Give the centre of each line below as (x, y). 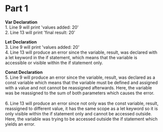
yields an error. (20, 124)
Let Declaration (21, 42)
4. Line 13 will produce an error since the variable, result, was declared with (81, 52)
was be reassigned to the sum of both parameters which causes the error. (80, 93)
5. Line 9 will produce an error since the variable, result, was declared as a (80, 77)
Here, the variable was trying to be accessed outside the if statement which (81, 119)
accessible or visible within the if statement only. (54, 63)
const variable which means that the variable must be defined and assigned (81, 82)
